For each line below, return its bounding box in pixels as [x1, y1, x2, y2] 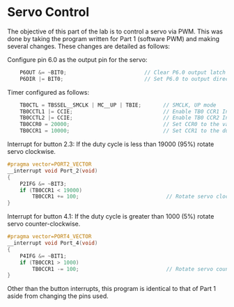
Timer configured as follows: [7, 88, 90, 96]
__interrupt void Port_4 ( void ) [7, 239, 98, 247]
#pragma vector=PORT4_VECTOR [7, 233, 92, 240]
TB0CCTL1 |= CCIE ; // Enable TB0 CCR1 [19, 108, 219, 115]
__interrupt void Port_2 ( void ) [7, 167, 98, 174]
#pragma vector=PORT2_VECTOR [7, 161, 92, 168]
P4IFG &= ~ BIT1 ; [19, 252, 68, 260]
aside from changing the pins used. [7, 292, 109, 300]
